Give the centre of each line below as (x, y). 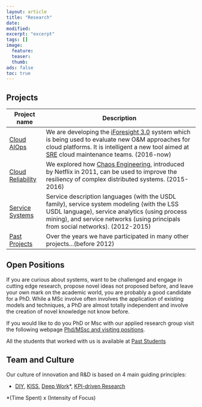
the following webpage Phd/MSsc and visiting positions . (76, 329)
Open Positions (35, 265)
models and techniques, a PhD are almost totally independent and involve (97, 305)
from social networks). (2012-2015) (99, 227)
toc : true (19, 73)
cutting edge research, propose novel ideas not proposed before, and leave (100, 286)
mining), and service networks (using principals (113, 219)
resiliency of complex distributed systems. (106, 179)
